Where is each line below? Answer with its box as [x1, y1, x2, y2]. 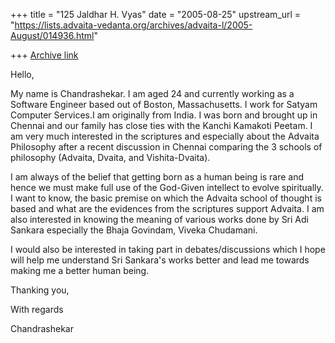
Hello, [10, 69, 35, 80]
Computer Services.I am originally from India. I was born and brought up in [10, 109, 318, 121]
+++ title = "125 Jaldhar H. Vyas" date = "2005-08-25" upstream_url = [10, 9, 302, 20]
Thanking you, [10, 284, 70, 296]
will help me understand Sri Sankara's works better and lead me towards [10, 254, 310, 266]
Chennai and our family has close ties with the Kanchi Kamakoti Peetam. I [10, 120, 313, 131]
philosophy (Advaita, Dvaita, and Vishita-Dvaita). [10, 152, 211, 163]
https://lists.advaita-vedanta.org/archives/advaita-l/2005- [14, 19, 253, 31]
